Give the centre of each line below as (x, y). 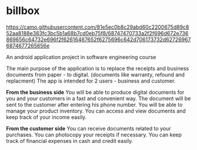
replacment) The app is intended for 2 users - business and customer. (91, 81)
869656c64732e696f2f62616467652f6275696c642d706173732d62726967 (98, 39)
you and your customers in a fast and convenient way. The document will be (98, 98)
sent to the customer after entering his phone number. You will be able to (94, 104)
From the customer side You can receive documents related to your (89, 128)
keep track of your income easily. (46, 117)
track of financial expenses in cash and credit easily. (70, 141)
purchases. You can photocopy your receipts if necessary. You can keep (94, 134)
